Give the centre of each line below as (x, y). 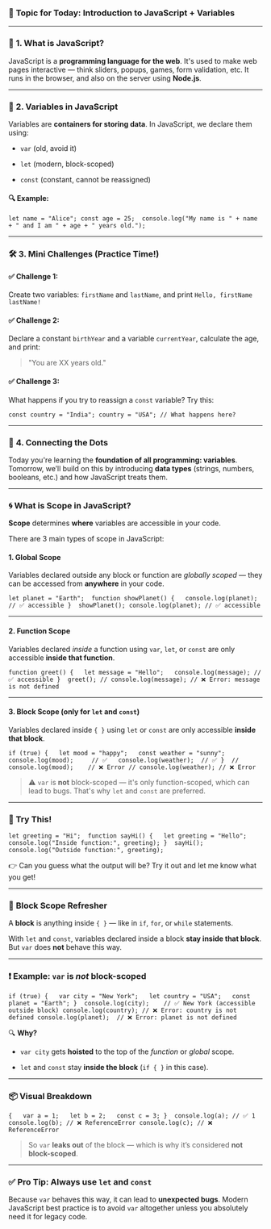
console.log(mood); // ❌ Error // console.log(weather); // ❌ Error (132, 767)
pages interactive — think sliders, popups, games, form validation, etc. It (129, 69)
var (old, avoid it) (48, 148)
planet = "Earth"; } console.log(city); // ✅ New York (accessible (132, 1003)
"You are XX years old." (67, 363)
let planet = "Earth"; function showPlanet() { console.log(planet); (133, 599)
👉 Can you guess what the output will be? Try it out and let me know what (132, 866)
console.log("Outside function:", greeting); (86, 851)
